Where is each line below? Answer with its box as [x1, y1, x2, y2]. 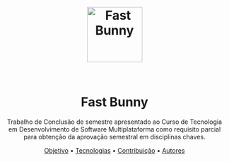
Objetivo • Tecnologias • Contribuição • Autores [44, 146, 185, 155]
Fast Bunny [81, 94, 148, 110]
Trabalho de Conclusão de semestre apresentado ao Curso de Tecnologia [6, 117, 223, 126]
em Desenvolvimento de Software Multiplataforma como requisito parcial [8, 125, 221, 134]
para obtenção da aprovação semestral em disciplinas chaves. [23, 133, 206, 141]
